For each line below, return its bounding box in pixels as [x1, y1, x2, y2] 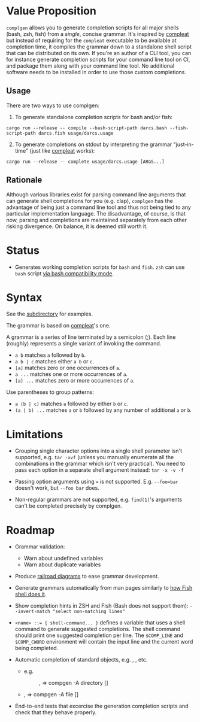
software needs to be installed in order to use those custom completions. [6, 68, 187, 75]
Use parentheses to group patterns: [6, 389, 95, 396]
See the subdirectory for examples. [6, 310, 93, 318]
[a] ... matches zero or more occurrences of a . [14, 377, 135, 384]
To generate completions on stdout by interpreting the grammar [14, 141, 172, 148]
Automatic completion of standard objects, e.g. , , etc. [14, 656, 148, 663]
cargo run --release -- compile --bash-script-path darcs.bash [6, 125, 168, 131]
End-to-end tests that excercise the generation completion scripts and [14, 702, 189, 710]
